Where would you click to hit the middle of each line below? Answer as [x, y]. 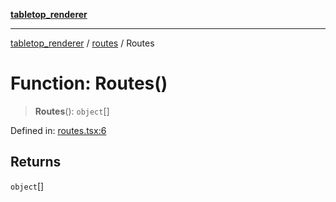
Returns [36, 162]
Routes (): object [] [72, 111]
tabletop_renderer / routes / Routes [82, 43]
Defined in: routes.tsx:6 [58, 130]
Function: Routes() [89, 83]
